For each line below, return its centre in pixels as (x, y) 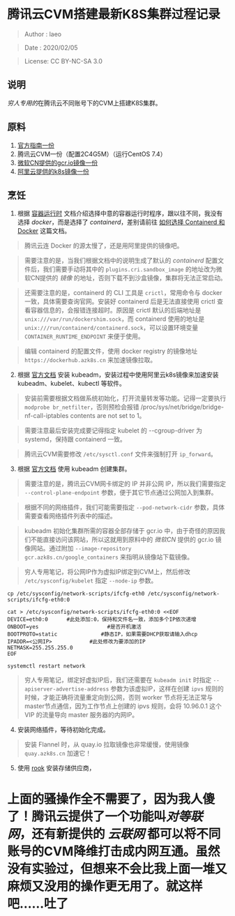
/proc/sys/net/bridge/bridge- (182, 407)
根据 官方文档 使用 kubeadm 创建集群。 (74, 469)
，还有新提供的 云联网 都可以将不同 (120, 834)
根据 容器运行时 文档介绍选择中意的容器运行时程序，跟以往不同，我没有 (120, 213)
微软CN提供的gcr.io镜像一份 (58, 163)
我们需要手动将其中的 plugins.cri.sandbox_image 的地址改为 (129, 269)
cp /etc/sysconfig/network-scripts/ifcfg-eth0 (76, 594)
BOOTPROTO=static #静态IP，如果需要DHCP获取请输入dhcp (103, 635)
